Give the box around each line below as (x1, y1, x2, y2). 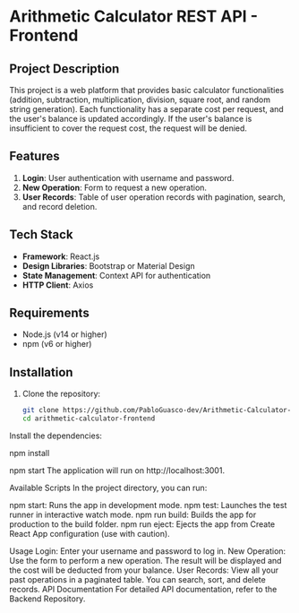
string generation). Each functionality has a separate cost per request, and (9, 104, 284, 114)
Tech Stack (9, 227, 73, 243)
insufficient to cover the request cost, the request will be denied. (9, 123, 248, 134)
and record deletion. (21, 201, 98, 212)
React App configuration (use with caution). (9, 529, 170, 539)
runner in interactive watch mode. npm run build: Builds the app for (9, 509, 257, 520)
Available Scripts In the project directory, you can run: (9, 482, 208, 493)
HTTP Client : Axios (21, 280, 94, 290)
